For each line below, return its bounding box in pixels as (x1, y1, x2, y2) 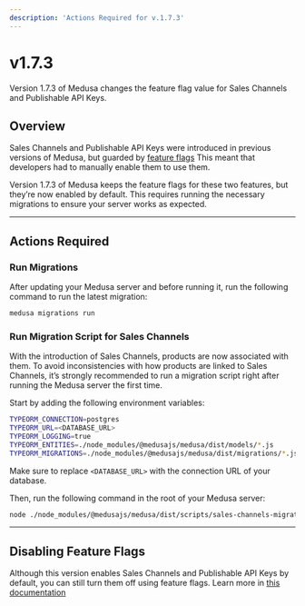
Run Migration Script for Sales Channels (9, 330, 190, 343)
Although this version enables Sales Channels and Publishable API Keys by (9, 568, 290, 579)
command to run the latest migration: (9, 292, 148, 303)
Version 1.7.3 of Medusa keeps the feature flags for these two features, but (9, 179, 289, 191)
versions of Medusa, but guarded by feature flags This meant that (9, 152, 256, 164)
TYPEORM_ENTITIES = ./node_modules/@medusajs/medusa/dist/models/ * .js (9, 440, 274, 450)
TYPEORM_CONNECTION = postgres (9, 415, 120, 424)
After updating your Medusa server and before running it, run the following (9, 282, 289, 293)
